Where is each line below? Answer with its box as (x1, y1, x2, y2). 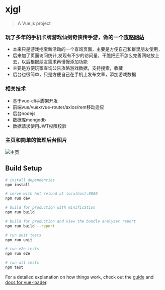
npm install (5, 182, 30, 187)
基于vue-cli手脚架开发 (12, 97, 58, 104)
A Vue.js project (17, 20, 51, 26)
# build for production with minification (5, 205, 96, 210)
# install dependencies (5, 178, 55, 183)
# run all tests (5, 260, 39, 265)
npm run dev (5, 196, 30, 201)
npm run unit (5, 237, 33, 243)
